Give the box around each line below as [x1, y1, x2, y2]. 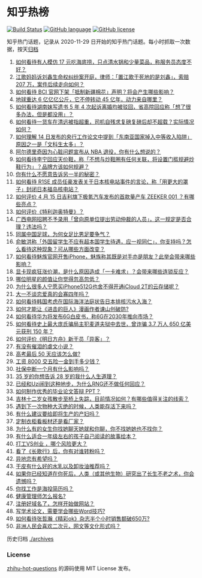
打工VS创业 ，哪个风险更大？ [15, 440, 88, 447]
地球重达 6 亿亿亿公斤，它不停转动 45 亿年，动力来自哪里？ [15, 95, 163, 102]
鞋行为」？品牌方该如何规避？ [15, 163, 89, 170]
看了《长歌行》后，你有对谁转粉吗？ [15, 447, 105, 455]
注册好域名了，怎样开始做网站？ [15, 500, 95, 507]
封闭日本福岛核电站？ [26, 185, 79, 192]
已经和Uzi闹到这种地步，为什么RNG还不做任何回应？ [15, 380, 146, 387]
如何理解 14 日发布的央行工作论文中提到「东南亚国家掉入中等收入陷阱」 [15, 133, 192, 140]
